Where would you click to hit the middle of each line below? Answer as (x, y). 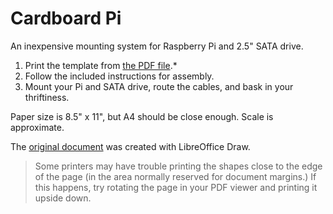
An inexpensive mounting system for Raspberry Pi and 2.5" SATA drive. (157, 46)
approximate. (37, 127)
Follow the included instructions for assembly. (119, 76)
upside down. (63, 198)
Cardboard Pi (66, 18)
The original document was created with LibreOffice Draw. (130, 146)
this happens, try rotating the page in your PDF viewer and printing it (176, 187)
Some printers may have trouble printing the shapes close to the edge (178, 166)
